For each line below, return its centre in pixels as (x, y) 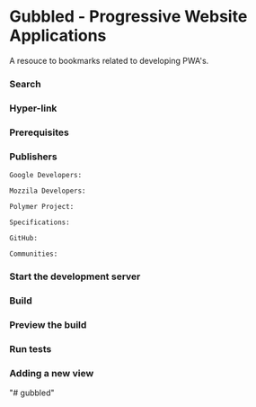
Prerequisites (39, 132)
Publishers (33, 157)
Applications (58, 36)
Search (26, 84)
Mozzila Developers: (48, 191)
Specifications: (40, 222)
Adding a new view (52, 373)
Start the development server (75, 276)
